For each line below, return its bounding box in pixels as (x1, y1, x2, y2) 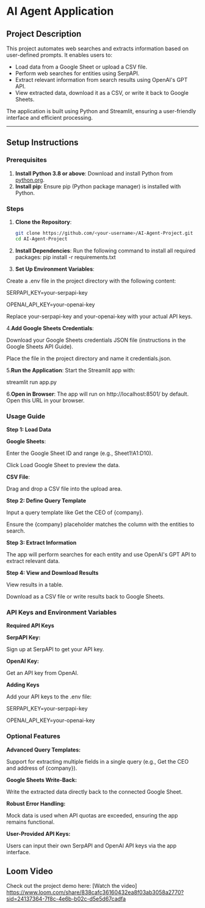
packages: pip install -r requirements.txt (15, 253, 116, 260)
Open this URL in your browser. (6, 396, 85, 404)
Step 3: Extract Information (6, 539, 77, 547)
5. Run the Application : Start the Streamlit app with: (6, 366, 135, 374)
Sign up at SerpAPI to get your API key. (6, 646, 104, 653)
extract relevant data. (6, 558, 60, 565)
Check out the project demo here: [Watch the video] (6, 882, 137, 890)
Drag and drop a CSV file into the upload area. (6, 485, 123, 493)
